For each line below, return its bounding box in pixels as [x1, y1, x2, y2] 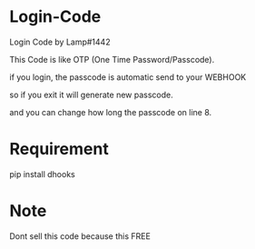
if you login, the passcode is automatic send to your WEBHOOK [9, 71, 247, 83]
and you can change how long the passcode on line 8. [9, 106, 212, 117]
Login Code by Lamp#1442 [9, 36, 111, 47]
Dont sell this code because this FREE [9, 230, 152, 242]
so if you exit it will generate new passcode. [9, 89, 174, 100]
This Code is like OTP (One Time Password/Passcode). [9, 54, 215, 65]
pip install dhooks [9, 168, 75, 179]
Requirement [9, 139, 109, 160]
